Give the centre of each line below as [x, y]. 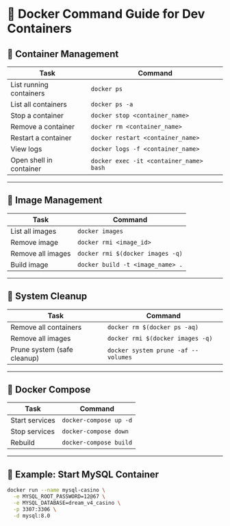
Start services [33, 420]
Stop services [33, 431]
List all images [34, 231]
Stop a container [37, 116]
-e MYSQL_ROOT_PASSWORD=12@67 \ [60, 497]
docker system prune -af [148, 350]
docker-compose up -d [97, 420]
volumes [119, 357]
